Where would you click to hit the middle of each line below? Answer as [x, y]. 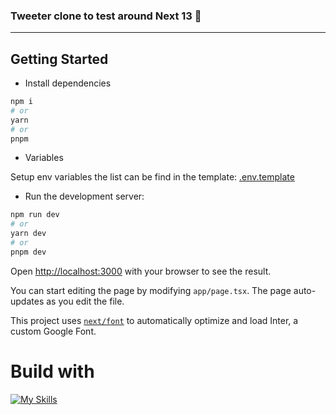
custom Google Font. [53, 331]
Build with [52, 371]
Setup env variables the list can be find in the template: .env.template [152, 177]
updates [27, 301]
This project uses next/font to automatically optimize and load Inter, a [154, 320]
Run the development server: [84, 196]
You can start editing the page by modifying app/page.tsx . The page [151, 290]
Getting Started [59, 59]
